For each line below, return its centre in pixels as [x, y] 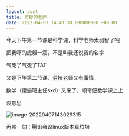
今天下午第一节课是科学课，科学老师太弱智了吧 [63, 40]
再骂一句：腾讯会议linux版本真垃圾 [48, 127]
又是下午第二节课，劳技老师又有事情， [52, 78]
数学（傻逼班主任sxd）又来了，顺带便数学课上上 [65, 90]
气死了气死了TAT [27, 65]
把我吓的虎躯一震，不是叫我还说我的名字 [55, 53]
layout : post [22, 12]
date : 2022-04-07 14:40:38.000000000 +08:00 [62, 22]
